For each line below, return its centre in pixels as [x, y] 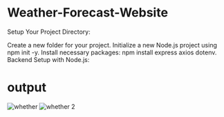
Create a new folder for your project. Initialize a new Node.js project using [112, 45]
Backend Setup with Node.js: [48, 59]
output [27, 88]
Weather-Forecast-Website [87, 13]
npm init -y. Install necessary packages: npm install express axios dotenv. [112, 52]
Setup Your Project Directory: [49, 32]
